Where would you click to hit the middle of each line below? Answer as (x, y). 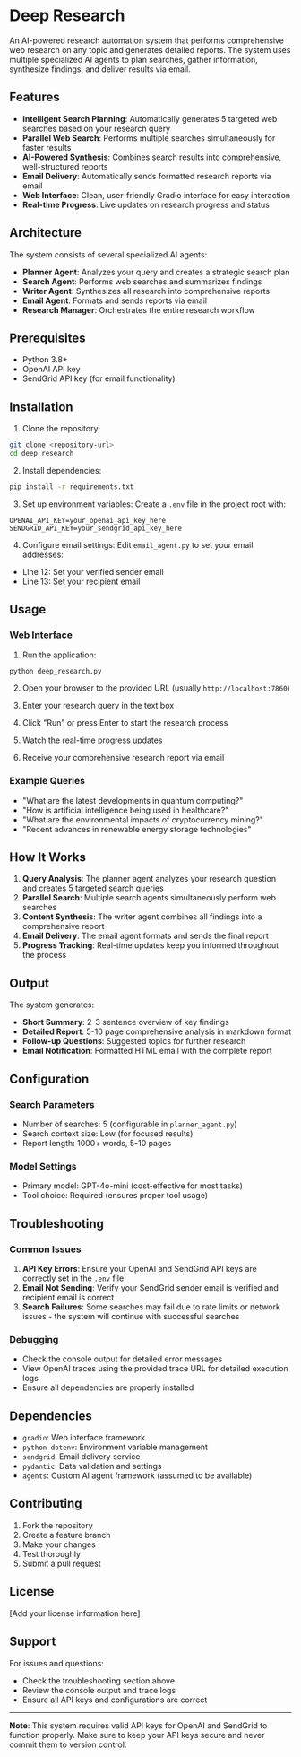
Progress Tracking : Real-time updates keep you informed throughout (150, 945)
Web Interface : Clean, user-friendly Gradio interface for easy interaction (156, 195)
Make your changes (59, 1544)
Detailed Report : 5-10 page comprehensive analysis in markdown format (157, 1031)
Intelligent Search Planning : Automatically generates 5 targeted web (150, 118)
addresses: (43, 554)
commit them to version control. (68, 1744)
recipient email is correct (68, 1297)
